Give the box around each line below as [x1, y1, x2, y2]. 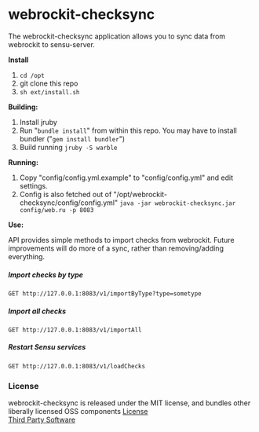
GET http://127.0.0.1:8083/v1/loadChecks [8, 362, 146, 370]
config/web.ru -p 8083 [19, 206, 94, 214]
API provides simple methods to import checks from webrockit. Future [8, 235, 235, 244]
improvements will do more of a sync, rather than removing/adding [8, 243, 224, 253]
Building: [8, 102, 38, 112]
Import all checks [8, 306, 67, 316]
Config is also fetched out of [19, 189, 112, 199]
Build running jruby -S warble [19, 142, 118, 152]
